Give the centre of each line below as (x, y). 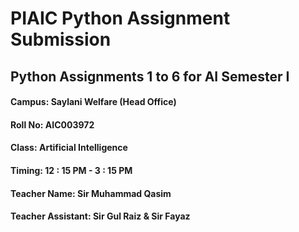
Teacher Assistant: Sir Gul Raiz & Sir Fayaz (100, 216)
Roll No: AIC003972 (52, 124)
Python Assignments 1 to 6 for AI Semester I (150, 76)
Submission (61, 39)
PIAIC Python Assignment (120, 18)
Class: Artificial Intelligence (69, 148)
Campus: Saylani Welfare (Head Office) (93, 102)
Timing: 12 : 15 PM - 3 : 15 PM (71, 170)
